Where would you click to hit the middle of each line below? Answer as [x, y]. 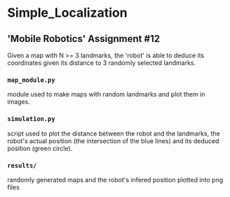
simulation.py [31, 119]
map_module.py [31, 80]
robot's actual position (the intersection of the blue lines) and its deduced [113, 140]
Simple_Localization [67, 13]
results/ [22, 165]
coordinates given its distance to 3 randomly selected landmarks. [102, 63]
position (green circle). [40, 148]
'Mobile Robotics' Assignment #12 [83, 39]
